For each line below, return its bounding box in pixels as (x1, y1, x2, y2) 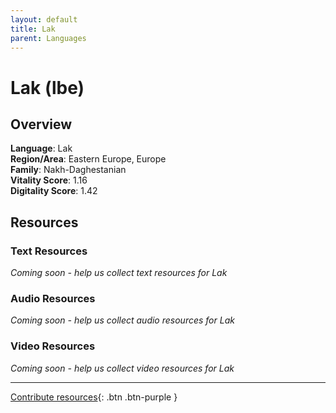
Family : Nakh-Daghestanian (10, 164, 127, 176)
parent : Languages (10, 33, 87, 43)
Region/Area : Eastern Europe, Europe (10, 153, 167, 165)
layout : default (10, 14, 78, 25)
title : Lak (10, 24, 56, 34)
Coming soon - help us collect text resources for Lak (10, 267, 228, 279)
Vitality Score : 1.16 (10, 174, 88, 186)
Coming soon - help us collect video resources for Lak (10, 362, 235, 374)
